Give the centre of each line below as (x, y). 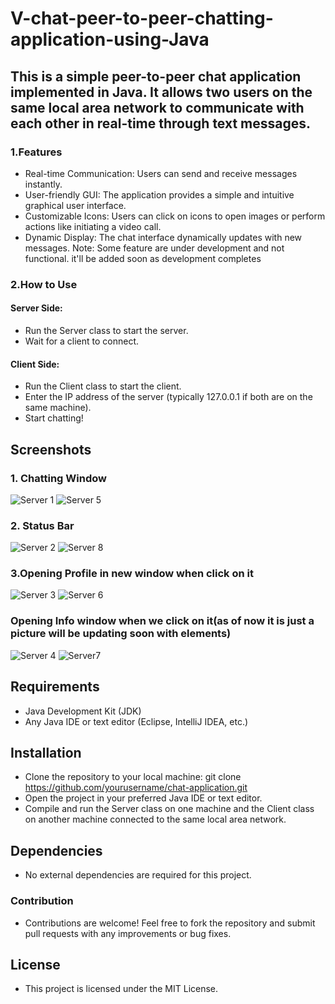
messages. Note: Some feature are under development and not (154, 248)
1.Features (36, 152)
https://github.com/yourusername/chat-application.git (136, 788)
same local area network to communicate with (157, 107)
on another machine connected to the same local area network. (155, 819)
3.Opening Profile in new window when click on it (132, 574)
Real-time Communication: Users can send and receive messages (161, 173)
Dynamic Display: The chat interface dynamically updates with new (163, 237)
